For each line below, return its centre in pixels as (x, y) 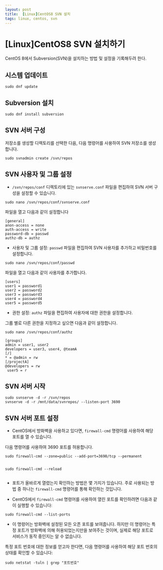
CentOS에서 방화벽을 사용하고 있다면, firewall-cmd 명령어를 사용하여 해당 (83, 431)
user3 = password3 (24, 294)
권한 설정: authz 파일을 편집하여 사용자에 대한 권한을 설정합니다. (73, 312)
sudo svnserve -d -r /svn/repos (38, 398)
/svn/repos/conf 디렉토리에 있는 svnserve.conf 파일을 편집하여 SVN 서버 (82, 187)
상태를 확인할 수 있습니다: (29, 553)
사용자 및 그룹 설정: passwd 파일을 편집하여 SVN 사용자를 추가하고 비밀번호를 (84, 248)
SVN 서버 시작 (25, 386)
